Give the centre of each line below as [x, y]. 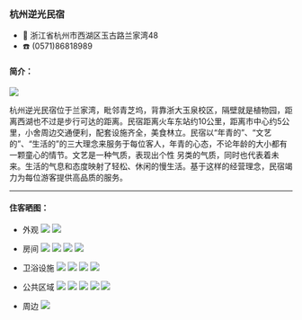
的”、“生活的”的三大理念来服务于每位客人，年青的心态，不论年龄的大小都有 [148, 143]
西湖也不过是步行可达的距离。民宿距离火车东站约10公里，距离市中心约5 [149, 121]
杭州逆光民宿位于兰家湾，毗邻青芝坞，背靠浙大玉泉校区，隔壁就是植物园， [147, 110]
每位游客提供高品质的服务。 [76, 177]
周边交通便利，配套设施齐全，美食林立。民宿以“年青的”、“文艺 [156, 132]
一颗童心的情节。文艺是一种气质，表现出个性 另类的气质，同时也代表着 [140, 155]
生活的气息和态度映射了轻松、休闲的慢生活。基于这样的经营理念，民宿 [155, 166]
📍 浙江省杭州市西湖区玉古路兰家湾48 [90, 36]
